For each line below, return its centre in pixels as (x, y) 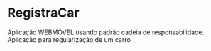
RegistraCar (43, 13)
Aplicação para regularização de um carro (69, 39)
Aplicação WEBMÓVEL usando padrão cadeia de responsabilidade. (106, 32)
